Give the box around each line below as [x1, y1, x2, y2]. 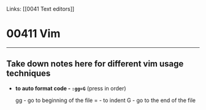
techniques [6, 68, 51, 79]
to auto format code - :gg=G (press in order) [15, 84, 127, 92]
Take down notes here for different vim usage [6, 58, 184, 69]
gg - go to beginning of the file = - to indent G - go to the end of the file [15, 96, 196, 104]
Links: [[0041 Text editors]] [6, 6, 75, 12]
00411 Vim [6, 27, 61, 41]
